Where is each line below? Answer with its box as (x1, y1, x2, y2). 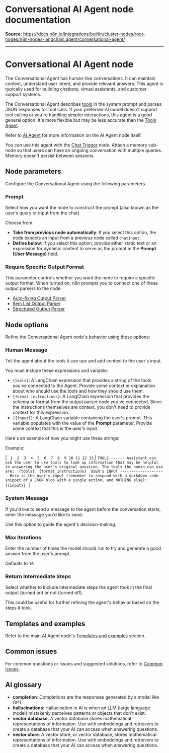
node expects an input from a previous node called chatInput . (12, 235, 141, 241)
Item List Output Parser (12, 300, 61, 307)
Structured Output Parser (12, 306, 65, 312)
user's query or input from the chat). (5, 210, 81, 216)
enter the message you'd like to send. (5, 511, 83, 517)
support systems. (5, 91, 42, 97)
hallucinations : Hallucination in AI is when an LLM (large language (12, 705, 150, 711)
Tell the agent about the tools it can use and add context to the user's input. (5, 358, 162, 364)
